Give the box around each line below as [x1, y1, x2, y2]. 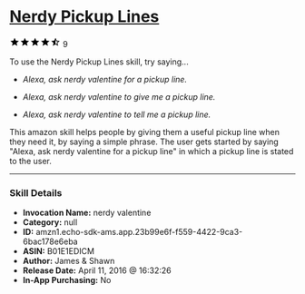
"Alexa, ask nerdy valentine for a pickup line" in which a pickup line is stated [9, 145, 294, 156]
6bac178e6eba [22, 236, 79, 247]
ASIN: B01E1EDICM [22, 246, 95, 257]
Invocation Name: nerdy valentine [22, 207, 152, 219]
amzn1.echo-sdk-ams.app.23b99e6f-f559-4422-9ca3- [35, 227, 243, 238]
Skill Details [9, 186, 63, 199]
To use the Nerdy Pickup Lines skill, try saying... [9, 56, 189, 67]
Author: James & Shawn [22, 256, 115, 267]
